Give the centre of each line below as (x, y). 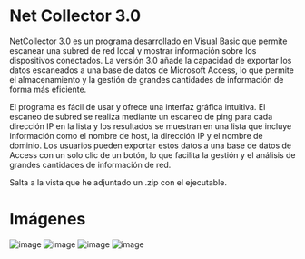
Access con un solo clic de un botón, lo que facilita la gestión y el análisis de (152, 154)
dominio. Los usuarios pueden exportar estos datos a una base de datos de (151, 145)
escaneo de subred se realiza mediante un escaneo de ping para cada (141, 116)
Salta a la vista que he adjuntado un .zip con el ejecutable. (118, 182)
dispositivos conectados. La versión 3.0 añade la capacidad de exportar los (151, 60)
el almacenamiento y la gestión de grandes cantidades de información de (147, 79)
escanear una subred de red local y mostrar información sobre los (133, 50)
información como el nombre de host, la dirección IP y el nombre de (136, 135)
